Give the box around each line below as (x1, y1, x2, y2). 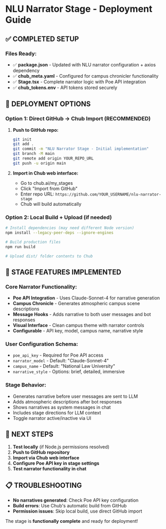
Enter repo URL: (20, 191, 54, 197)
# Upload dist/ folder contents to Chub (5, 253, 94, 259)
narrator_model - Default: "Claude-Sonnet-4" (12, 358, 109, 364)
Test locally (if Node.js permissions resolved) (12, 444, 109, 450)
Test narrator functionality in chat (12, 465, 86, 471)
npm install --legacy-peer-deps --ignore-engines (5, 230, 114, 235)
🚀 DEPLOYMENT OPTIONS (5, 100, 91, 109)
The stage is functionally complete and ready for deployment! (5, 518, 138, 524)
